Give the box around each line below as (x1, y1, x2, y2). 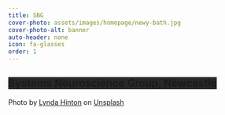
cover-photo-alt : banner (8, 26, 90, 34)
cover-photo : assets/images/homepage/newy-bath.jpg (8, 19, 181, 27)
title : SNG (8, 11, 44, 20)
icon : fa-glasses (8, 41, 65, 49)
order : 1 (8, 48, 37, 56)
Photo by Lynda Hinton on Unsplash (8, 97, 124, 106)
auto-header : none (8, 33, 68, 41)
